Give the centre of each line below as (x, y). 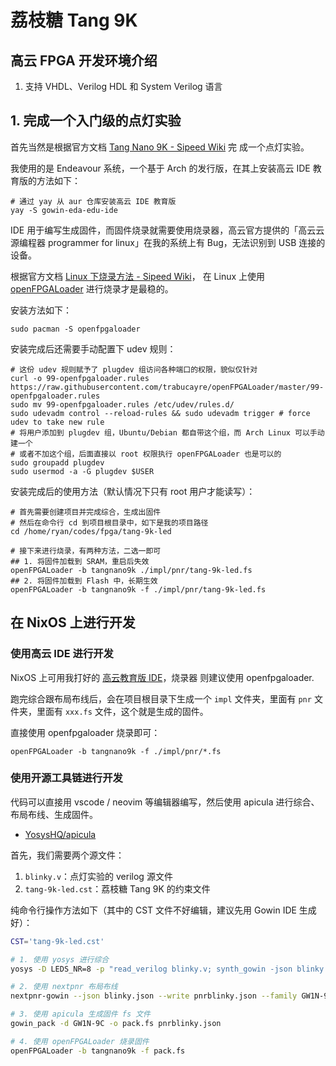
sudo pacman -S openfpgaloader (75, 329)
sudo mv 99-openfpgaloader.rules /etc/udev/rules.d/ (122, 404)
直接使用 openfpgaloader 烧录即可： (85, 732)
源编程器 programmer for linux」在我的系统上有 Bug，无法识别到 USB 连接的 (168, 242)
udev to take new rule (57, 422)
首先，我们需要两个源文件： (67, 855)
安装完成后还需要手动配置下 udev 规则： (93, 348)
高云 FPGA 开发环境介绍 (84, 60)
